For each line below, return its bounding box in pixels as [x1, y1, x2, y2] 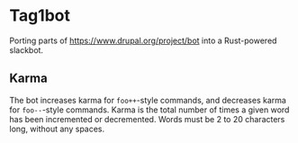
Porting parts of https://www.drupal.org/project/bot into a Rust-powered [9, 35, 277, 46]
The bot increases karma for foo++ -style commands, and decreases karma [9, 94, 286, 105]
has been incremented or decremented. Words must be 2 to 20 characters [9, 113, 285, 124]
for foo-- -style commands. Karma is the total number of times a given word [9, 104, 290, 115]
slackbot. [9, 44, 43, 55]
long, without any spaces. [9, 123, 105, 134]
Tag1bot [9, 5, 70, 26]
